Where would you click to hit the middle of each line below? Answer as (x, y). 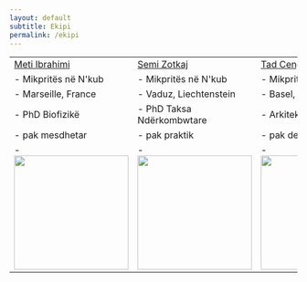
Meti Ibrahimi (42, 65)
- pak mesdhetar (51, 135)
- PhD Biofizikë (47, 115)
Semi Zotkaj (163, 65)
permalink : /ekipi (44, 35)
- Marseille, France (55, 94)
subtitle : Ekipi (40, 26)
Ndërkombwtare (172, 120)
